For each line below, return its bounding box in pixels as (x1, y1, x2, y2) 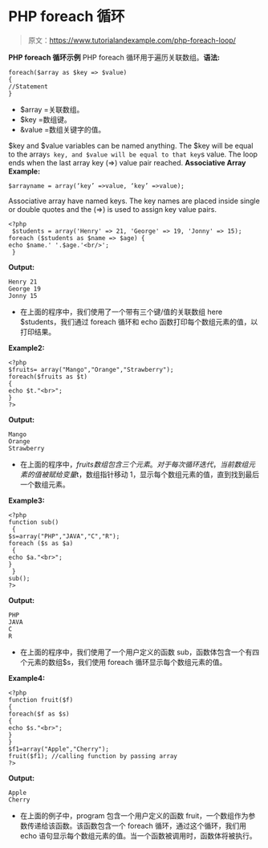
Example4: (8, 673, 46, 683)
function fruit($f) (8, 695, 74, 703)
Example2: (8, 343, 45, 353)
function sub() (8, 518, 59, 526)
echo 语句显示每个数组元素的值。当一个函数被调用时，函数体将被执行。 (19, 830, 257, 840)
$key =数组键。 (19, 114, 72, 124)
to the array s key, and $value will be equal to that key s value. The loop (8, 149, 258, 159)
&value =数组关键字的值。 (19, 124, 106, 134)
